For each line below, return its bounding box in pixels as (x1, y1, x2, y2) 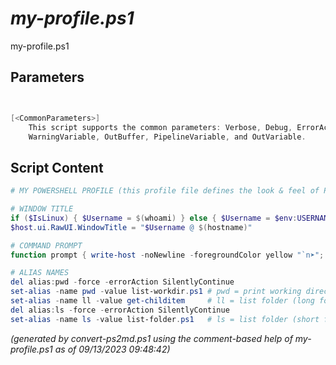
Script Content (10, 159, 104, 176)
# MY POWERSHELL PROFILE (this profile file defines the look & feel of (10, 186, 320, 196)
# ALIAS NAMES (10, 268, 70, 278)
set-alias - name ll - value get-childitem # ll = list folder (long (10, 296, 315, 306)
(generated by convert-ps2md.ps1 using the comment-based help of (10, 332, 293, 344)
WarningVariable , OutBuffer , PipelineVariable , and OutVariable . (28, 132, 307, 142)
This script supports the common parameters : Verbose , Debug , (28, 122, 293, 132)
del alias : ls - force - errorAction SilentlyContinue (10, 305, 230, 315)
